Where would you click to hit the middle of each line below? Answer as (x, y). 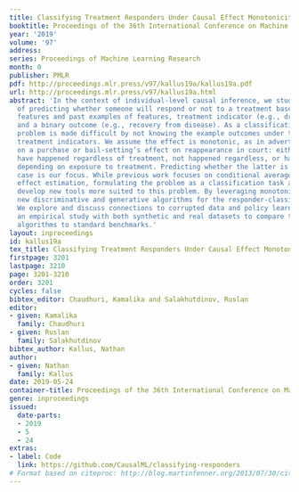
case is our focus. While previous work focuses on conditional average (155, 175)
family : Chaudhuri (52, 324)
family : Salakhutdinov (59, 340)
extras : (24, 448)
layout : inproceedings (51, 233)
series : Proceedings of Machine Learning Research (105, 59)
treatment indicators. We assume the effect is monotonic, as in (141, 142)
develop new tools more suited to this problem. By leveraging (137, 192)
